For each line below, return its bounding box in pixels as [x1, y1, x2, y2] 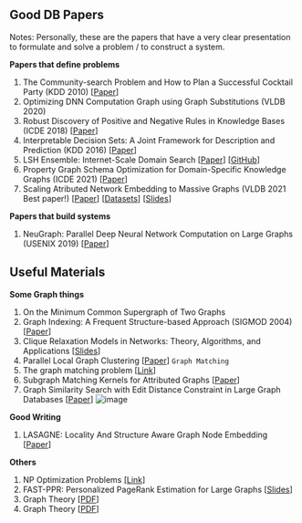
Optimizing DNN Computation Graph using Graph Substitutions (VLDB [22, 96, 286, 107]
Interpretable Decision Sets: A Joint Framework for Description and [22, 134, 276, 145]
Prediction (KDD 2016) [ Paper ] [22, 144, 137, 155]
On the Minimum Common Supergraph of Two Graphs [22, 306, 226, 318]
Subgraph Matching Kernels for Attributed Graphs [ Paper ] [22, 374, 240, 385]
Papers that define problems [9, 58, 120, 69]
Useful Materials [9, 265, 106, 280]
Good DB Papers [9, 7, 105, 23]
